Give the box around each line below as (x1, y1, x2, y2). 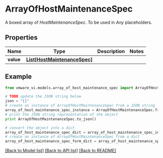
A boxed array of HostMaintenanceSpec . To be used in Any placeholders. (5, 19, 152, 25)
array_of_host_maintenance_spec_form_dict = (5, 139, 97, 144)
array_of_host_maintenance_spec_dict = (5, 130, 86, 135)
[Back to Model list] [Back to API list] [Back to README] (5, 148, 116, 154)
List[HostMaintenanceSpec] (26, 56, 93, 63)
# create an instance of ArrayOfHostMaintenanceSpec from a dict (5, 134, 140, 139)
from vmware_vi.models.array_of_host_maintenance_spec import (5, 85, 133, 90)
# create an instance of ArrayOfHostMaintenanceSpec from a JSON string (5, 103, 155, 108)
